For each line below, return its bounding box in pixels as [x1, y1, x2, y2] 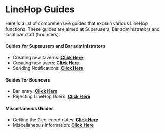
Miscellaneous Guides [5, 105, 54, 111]
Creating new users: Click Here [12, 60, 79, 66]
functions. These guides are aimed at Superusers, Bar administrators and [5, 25, 160, 32]
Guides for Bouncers [5, 76, 50, 83]
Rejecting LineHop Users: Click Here [12, 93, 91, 100]
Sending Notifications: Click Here [12, 65, 84, 71]
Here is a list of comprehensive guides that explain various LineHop [5, 20, 148, 26]
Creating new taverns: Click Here [12, 55, 84, 61]
